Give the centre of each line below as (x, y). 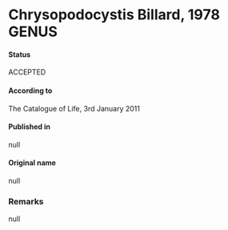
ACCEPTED (27, 72)
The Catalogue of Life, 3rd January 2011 (74, 108)
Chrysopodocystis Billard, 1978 (114, 15)
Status (20, 54)
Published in (29, 127)
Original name (32, 163)
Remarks (26, 201)
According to (30, 91)
